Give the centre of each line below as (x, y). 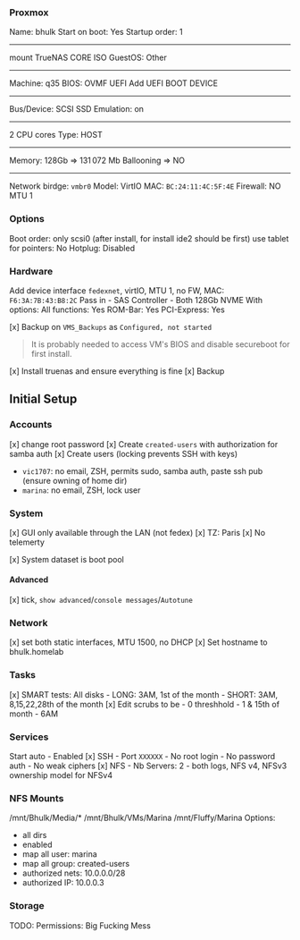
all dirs (34, 835)
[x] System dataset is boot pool (67, 559)
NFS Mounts (37, 798)
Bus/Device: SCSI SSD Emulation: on (77, 109)
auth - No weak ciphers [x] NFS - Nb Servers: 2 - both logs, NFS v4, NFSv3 (148, 766)
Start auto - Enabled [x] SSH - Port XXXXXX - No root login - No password (142, 756)
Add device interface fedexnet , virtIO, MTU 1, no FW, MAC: (117, 290)
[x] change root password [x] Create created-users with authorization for (144, 444)
